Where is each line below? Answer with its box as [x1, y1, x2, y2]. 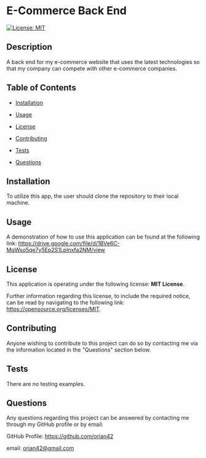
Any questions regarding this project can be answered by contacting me [6, 414, 189, 422]
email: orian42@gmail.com [6, 444, 74, 452]
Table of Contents [6, 82, 77, 93]
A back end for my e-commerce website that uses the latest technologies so [6, 58, 200, 65]
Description [6, 42, 52, 52]
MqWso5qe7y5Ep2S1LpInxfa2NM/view [6, 247, 106, 254]
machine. [6, 199, 30, 207]
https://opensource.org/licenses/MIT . [6, 306, 101, 312]
